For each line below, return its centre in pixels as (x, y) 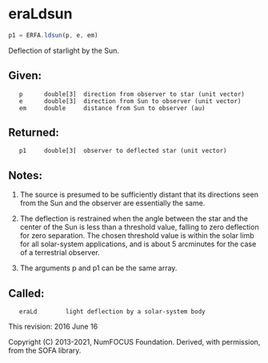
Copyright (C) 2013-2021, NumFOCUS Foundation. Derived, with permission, (134, 342)
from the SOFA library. (45, 351)
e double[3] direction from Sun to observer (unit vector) (130, 101)
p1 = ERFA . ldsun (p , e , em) (53, 35)
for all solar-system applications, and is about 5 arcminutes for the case (138, 244)
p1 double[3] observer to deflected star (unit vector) (123, 151)
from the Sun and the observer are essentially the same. (112, 203)
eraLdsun (40, 14)
